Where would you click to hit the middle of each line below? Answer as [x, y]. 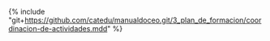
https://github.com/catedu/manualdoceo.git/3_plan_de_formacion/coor [143, 20]
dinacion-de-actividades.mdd [58, 29]
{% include [27, 12]
